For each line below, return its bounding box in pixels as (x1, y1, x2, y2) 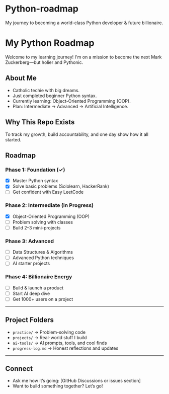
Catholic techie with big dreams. (12, 87, 79, 93)
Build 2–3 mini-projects (12, 224, 61, 230)
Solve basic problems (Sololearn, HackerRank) (12, 183, 110, 189)
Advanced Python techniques (12, 255, 74, 261)
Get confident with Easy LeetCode (12, 189, 84, 195)
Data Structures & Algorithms (12, 249, 73, 255)
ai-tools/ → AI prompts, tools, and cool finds (12, 340, 107, 346)
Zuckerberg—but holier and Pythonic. (5, 59, 83, 65)
